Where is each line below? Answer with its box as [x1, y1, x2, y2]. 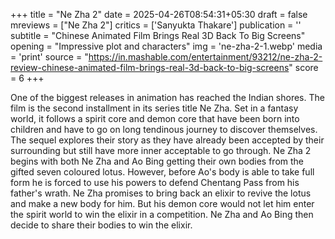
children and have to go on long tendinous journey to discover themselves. [10, 124, 318, 135]
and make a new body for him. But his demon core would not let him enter [10, 198, 315, 209]
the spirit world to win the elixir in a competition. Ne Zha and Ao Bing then [10, 209, 314, 220]
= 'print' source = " [10, 51, 89, 63]
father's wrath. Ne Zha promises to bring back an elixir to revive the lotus [10, 187, 312, 199]
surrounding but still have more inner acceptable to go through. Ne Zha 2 [10, 145, 312, 156]
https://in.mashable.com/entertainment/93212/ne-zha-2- [88, 51, 323, 63]
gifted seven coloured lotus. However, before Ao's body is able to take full [10, 166, 315, 178]
